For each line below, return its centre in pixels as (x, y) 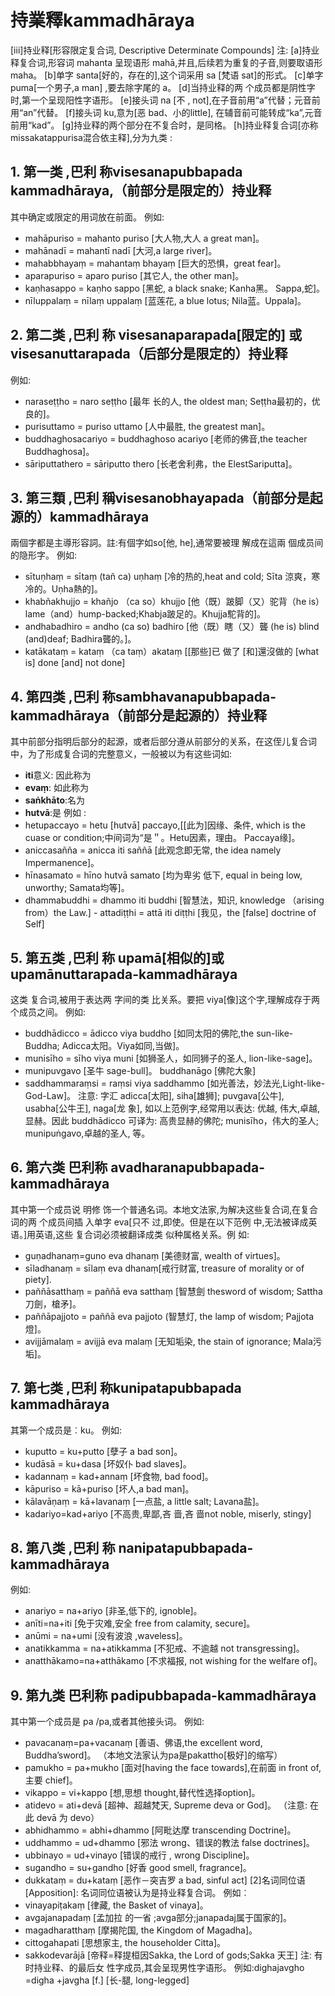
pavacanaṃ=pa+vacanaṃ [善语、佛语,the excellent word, (143, 1743)
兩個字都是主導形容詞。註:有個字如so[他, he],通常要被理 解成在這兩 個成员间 (167, 543)
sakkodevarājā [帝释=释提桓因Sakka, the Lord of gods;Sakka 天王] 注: (168, 1955)
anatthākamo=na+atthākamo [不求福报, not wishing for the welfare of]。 (173, 1661)
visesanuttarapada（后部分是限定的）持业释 (149, 354)
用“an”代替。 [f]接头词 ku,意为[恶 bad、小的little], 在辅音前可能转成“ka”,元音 (166, 112)
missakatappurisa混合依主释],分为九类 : (91, 137)
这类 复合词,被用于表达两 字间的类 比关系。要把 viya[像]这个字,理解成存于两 (165, 999)
